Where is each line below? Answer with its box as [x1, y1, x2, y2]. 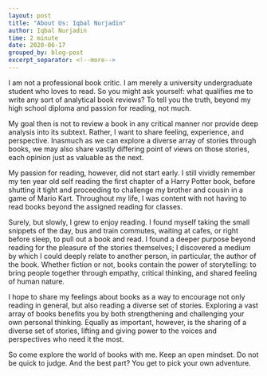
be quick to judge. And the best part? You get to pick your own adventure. [8, 358, 251, 367]
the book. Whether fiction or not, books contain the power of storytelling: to [8, 260, 257, 269]
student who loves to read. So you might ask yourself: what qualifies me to [8, 86, 253, 96]
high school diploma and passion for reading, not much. [8, 103, 192, 112]
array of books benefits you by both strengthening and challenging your [8, 308, 245, 319]
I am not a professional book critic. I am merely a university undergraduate [8, 77, 253, 88]
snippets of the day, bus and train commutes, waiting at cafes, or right [8, 225, 239, 235]
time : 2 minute [8, 33, 59, 42]
